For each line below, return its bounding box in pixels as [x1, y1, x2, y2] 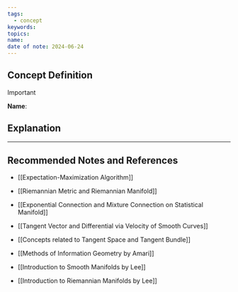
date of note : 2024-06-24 [7, 43, 84, 50]
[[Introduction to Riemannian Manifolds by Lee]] [17, 276, 157, 285]
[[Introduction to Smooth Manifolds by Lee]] [17, 263, 147, 271]
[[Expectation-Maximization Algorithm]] [17, 173, 133, 182]
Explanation [7, 122, 62, 134]
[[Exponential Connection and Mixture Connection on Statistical [17, 201, 204, 209]
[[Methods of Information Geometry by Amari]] [17, 249, 154, 258]
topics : [7, 30, 30, 37]
